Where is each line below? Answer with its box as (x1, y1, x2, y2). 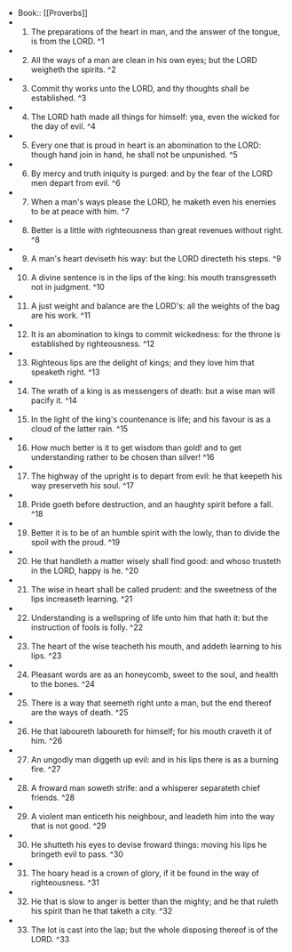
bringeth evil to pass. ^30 (30, 849, 124, 859)
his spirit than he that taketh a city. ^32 (30, 906, 173, 916)
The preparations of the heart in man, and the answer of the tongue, (30, 27, 280, 36)
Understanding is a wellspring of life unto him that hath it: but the (30, 613, 269, 623)
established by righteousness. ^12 (30, 338, 155, 349)
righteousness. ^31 (30, 877, 100, 888)
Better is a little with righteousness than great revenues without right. (30, 225, 284, 235)
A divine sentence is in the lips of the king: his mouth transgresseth (30, 272, 277, 283)
